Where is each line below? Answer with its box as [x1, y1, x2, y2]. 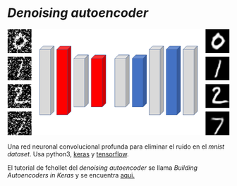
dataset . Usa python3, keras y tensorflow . [7, 149, 129, 158]
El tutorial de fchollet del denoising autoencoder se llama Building [7, 163, 197, 172]
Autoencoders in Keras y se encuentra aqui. [7, 170, 135, 179]
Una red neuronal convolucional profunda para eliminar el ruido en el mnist [7, 142, 224, 151]
